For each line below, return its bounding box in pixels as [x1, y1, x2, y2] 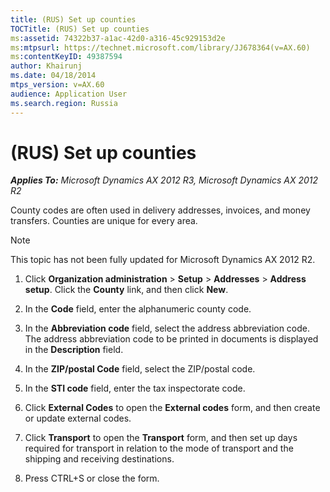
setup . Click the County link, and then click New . [24, 284, 229, 296]
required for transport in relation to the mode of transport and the [24, 442, 294, 455]
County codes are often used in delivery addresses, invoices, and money [10, 204, 311, 216]
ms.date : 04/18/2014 [10, 71, 97, 81]
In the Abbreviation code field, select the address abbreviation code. [24, 322, 311, 335]
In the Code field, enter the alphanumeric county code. [24, 303, 252, 315]
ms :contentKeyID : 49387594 [10, 52, 123, 62]
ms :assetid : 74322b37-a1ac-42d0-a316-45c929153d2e [10, 33, 226, 43]
